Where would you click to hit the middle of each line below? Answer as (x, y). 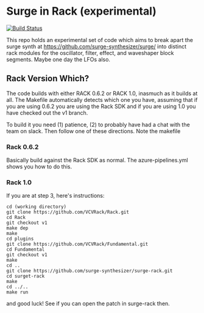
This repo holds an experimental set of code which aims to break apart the (100, 40)
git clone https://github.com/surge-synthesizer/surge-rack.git (90, 271)
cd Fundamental (26, 250)
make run (17, 292)
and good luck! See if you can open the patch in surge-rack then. (88, 304)
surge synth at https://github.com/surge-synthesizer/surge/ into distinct (97, 46)
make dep (17, 228)
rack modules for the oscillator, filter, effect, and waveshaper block (90, 52)
